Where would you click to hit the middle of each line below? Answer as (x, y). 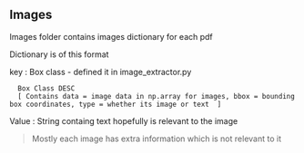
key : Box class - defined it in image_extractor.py (101, 72)
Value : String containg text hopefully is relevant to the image (124, 120)
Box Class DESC (46, 88)
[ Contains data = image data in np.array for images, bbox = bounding (157, 96)
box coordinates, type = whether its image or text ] (116, 104)
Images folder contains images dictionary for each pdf (111, 36)
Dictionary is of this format (59, 54)
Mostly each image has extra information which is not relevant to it (157, 139)
